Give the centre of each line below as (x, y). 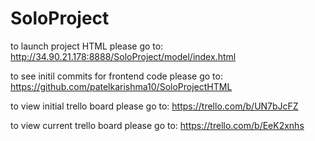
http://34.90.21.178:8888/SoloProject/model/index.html (123, 56)
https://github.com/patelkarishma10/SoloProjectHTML (121, 86)
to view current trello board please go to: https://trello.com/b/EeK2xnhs (157, 125)
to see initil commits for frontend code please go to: (116, 76)
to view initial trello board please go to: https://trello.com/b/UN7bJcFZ (154, 106)
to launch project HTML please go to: (87, 46)
